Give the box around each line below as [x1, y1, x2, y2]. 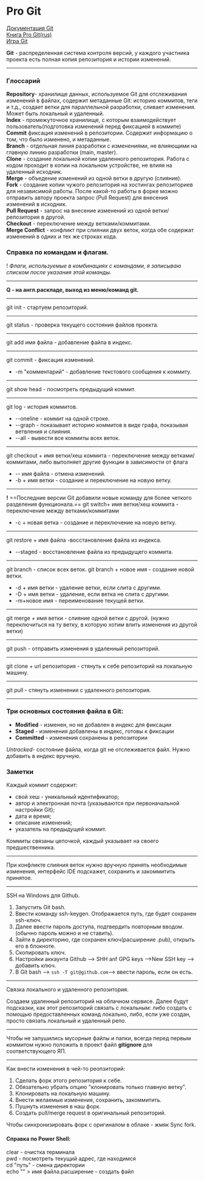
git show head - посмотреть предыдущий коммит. [6, 385, 136, 392]
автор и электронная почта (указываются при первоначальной [15, 800, 180, 807]
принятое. [6, 874, 32, 882]
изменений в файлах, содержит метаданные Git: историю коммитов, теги [6, 97, 198, 104]
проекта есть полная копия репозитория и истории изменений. [6, 55, 171, 63]
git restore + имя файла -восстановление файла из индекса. [6, 536, 162, 544]
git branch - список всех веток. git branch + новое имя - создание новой [6, 566, 194, 573]
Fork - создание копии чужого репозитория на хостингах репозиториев [6, 181, 193, 188]
